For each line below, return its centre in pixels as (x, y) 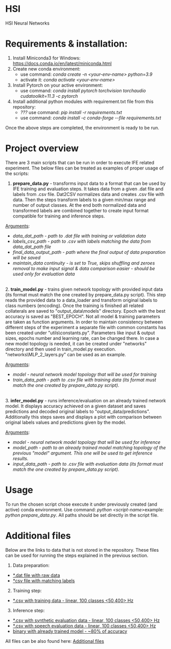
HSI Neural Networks (28, 23)
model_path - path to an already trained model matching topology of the (89, 447)
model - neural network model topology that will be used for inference (87, 442)
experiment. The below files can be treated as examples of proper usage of (85, 168)
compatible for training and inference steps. (59, 216)
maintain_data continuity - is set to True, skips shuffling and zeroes (84, 263)
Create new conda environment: (46, 69)
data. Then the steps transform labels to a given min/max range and (84, 200)
